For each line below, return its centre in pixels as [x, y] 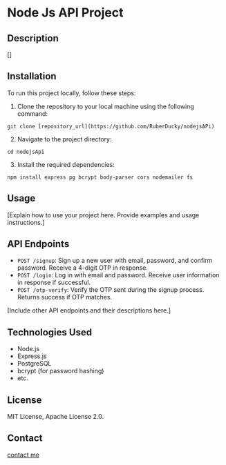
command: [32, 113]
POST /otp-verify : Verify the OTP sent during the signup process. [111, 290]
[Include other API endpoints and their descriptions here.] [89, 310]
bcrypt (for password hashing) [60, 371]
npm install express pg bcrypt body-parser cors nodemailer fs [100, 177]
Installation [32, 76]
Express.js [32, 356]
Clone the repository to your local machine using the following [106, 106]
